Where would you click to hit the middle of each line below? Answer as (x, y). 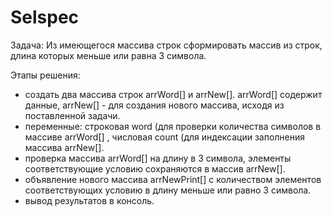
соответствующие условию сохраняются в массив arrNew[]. (155, 168)
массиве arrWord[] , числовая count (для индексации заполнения (165, 137)
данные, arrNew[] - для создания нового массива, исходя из (154, 105)
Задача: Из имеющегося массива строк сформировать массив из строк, (166, 45)
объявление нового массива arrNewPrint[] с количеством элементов (173, 179)
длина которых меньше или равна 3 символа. (108, 55)
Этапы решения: (45, 75)
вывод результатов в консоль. (89, 200)
